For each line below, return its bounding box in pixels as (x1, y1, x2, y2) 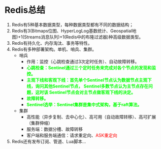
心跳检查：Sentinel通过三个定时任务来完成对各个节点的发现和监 (26, 64, 156, 70)
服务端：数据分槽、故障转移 (26, 126, 83, 132)
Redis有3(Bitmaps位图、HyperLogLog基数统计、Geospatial (11, 28, 132, 33)
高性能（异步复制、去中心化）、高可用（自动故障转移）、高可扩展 (26, 114, 156, 119)
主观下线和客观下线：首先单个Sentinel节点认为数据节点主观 (26, 77, 148, 83)
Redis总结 (4, 4, 45, 16)
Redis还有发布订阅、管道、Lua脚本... (11, 138, 87, 144)
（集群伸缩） (26, 120, 53, 126)
